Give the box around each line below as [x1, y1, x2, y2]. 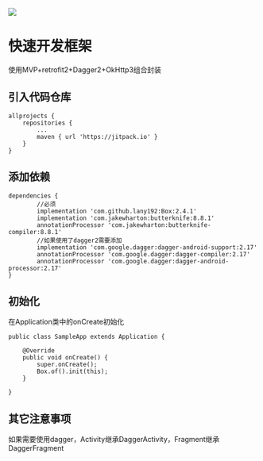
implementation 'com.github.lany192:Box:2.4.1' [37, 207, 197, 215]
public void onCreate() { [22, 354, 109, 362]
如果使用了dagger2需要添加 [43, 236, 122, 244]
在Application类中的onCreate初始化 [8, 317, 125, 327]
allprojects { [8, 112, 56, 120]
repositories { [22, 119, 73, 127]
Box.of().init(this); [37, 367, 109, 376]
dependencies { [8, 191, 59, 200]
